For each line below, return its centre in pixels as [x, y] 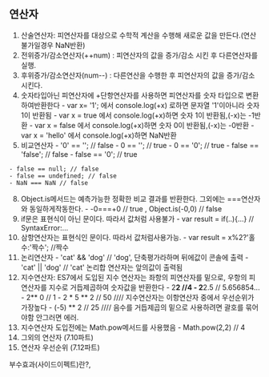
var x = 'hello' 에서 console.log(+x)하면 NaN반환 [98, 135]
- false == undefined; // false [63, 176]
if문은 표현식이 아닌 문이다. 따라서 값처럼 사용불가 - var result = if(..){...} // [137, 219]
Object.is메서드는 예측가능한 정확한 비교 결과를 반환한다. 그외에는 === [131, 199]
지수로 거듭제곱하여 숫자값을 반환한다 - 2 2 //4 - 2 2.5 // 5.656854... [154, 287]
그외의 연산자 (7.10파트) [57, 337]
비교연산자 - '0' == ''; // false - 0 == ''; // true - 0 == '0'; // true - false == [140, 145]
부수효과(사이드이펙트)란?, [50, 364]
